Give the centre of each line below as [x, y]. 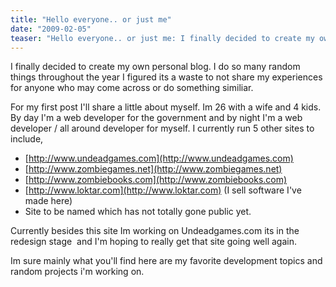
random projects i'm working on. [77, 272]
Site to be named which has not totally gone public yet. [138, 212]
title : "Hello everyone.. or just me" [91, 19]
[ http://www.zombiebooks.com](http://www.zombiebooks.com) [156, 180]
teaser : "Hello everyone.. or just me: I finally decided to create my [162, 38]
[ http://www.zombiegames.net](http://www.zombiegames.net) [153, 169]
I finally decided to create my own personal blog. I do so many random [155, 67]
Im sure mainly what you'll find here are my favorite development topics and [166, 261]
